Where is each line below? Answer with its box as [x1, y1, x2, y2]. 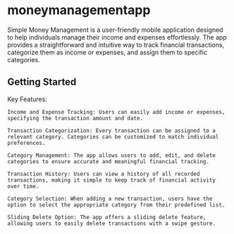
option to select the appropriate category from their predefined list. [7, 201, 226, 209]
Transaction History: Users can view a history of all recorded [7, 170, 200, 177]
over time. [7, 182, 39, 189]
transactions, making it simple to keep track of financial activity [7, 176, 216, 184]
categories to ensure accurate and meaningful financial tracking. [7, 158, 210, 165]
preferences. [7, 139, 46, 146]
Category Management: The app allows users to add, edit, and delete [7, 151, 216, 159]
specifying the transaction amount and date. [7, 115, 143, 122]
